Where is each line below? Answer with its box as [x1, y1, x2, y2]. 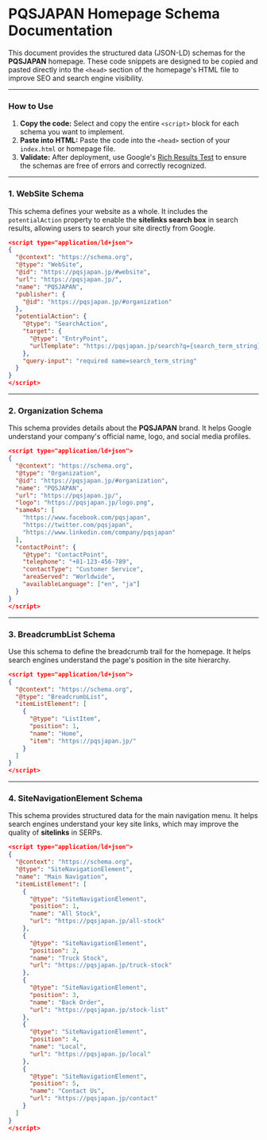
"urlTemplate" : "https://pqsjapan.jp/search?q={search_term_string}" [29, 342, 265, 350]
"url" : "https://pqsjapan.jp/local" [29, 1050, 151, 1058]
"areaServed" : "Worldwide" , [22, 573, 115, 581]
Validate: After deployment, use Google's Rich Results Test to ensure [19, 153, 247, 162]
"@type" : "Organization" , [15, 469, 102, 477]
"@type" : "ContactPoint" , [22, 550, 109, 559]
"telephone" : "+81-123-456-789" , [22, 558, 133, 566]
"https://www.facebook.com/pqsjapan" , [22, 514, 151, 522]
